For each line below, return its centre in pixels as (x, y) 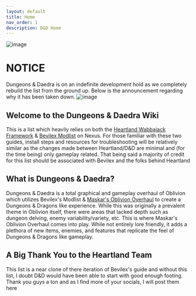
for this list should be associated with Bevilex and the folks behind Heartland (98, 161)
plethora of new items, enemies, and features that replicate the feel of (90, 230)
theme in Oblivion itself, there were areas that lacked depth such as (87, 212)
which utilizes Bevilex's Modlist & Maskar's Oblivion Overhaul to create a (94, 199)
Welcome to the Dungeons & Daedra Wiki (82, 115)
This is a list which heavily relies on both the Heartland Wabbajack (86, 129)
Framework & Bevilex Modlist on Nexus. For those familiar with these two (94, 136)
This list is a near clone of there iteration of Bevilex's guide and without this (97, 269)
